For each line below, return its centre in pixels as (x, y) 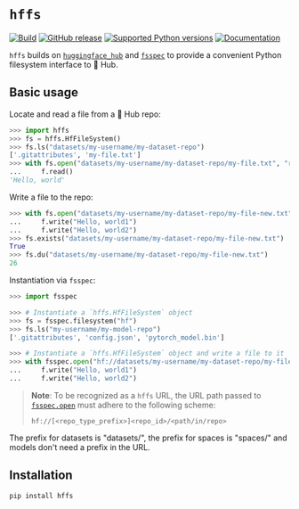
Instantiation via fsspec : (53, 280)
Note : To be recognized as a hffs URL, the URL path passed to (146, 395)
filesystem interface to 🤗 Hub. (64, 64)
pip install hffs (41, 496)
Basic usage (44, 92)
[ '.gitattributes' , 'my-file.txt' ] (75, 155)
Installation (41, 476)
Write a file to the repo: (51, 197)
